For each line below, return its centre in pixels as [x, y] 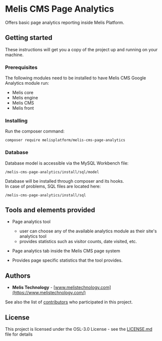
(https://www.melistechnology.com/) [49, 293]
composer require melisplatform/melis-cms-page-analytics [65, 140]
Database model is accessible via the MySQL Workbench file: [67, 163]
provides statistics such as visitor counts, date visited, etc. [78, 242]
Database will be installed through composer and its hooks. [65, 181]
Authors [18, 275]
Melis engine [25, 98]
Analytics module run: [27, 83]
